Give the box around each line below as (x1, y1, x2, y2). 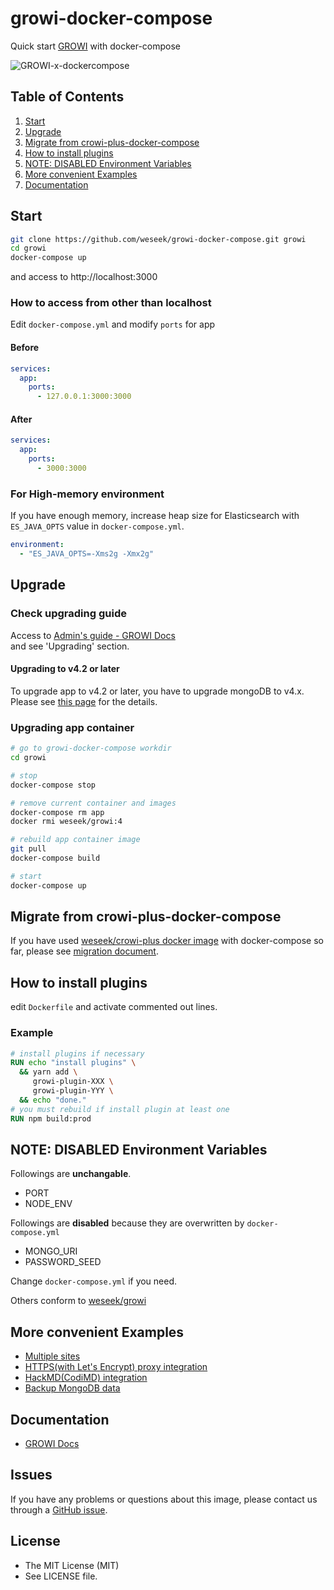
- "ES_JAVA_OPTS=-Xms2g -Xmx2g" (19, 549, 155, 559)
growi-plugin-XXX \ (32, 1077, 114, 1087)
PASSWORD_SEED (24, 1256, 102, 1268)
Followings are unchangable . (10, 1168, 132, 1180)
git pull (10, 844, 47, 854)
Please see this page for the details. (10, 695, 158, 707)
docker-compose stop (10, 780, 97, 790)
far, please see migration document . (10, 945, 159, 957)
